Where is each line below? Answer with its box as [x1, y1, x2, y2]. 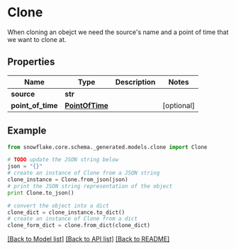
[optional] [162, 100, 195, 110]
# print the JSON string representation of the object [7, 183, 173, 190]
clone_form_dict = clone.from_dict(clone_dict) [7, 222, 151, 229]
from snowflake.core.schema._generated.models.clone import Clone [7, 143, 208, 151]
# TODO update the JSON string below [7, 156, 119, 163]
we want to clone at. [7, 35, 67, 43]
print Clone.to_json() [7, 189, 74, 196]
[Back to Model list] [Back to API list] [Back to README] [7, 235, 170, 244]
